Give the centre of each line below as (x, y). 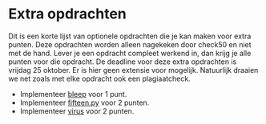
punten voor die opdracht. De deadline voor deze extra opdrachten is (123, 62)
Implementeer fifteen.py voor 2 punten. (85, 102)
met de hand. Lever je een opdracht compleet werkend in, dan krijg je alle (130, 53)
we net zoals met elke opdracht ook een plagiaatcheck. (99, 78)
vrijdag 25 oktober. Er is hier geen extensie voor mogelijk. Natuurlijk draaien (133, 70)
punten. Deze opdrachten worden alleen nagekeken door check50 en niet (130, 44)
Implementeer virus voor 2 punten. (77, 111)
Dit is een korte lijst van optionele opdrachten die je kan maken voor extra (130, 36)
